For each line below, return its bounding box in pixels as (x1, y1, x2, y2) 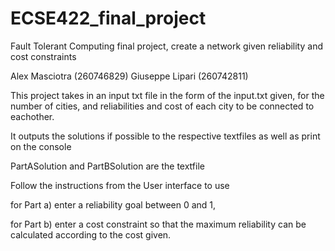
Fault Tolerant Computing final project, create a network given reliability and (10, 40, 323, 52)
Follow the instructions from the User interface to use (10, 179, 230, 191)
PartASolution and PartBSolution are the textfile (10, 160, 205, 172)
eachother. (10, 110, 55, 122)
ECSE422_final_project (10, 7, 207, 30)
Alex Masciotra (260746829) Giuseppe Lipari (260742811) (10, 70, 249, 82)
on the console (10, 140, 72, 152)
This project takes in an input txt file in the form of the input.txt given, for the (10, 89, 325, 101)
